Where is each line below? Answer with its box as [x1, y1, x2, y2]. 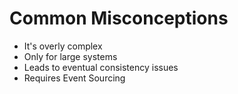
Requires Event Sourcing [23, 72, 126, 84]
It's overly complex [23, 40, 103, 52]
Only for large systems [23, 50, 118, 62]
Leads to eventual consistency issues [23, 61, 179, 73]
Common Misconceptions [9, 7, 229, 30]
